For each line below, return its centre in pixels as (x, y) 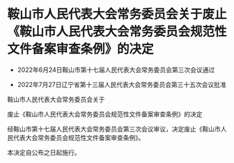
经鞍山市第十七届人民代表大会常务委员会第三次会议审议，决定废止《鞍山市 (114, 129)
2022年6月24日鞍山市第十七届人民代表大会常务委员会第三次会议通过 (116, 70)
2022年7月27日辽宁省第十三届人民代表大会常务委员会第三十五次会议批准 (122, 84)
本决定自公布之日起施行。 (44, 152)
